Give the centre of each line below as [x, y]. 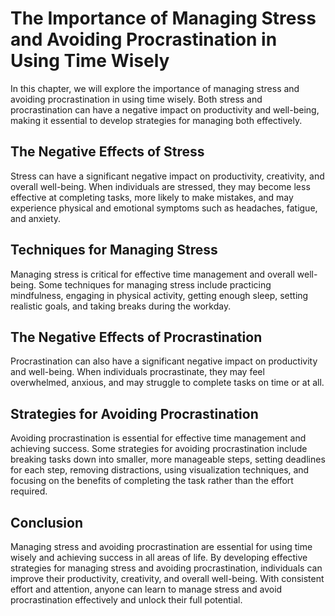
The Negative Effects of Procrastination [136, 337]
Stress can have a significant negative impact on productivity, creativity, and [167, 176]
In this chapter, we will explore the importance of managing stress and [155, 88]
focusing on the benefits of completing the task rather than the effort [152, 481]
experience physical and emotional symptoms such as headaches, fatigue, [164, 208]
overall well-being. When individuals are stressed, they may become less [160, 186]
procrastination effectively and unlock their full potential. [126, 600]
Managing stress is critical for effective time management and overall [152, 274]
